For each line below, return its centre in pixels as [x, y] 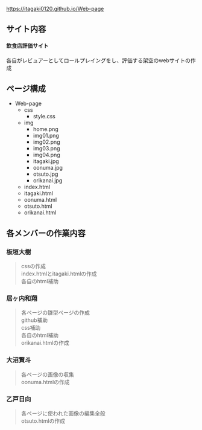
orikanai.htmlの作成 [45, 343]
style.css [44, 117]
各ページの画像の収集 [47, 374]
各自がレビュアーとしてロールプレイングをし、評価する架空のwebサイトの [99, 60]
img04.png [46, 155]
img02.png [46, 142]
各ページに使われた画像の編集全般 [63, 413]
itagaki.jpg [46, 161]
